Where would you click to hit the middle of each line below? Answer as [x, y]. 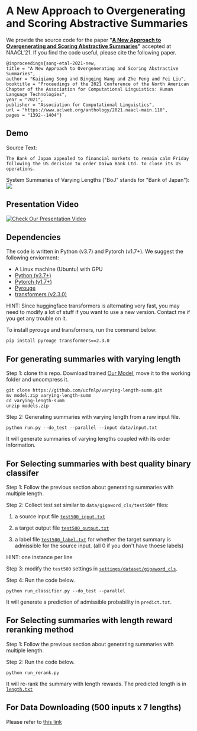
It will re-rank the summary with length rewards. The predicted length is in [96, 684]
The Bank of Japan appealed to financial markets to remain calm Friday [98, 158]
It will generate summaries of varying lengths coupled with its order [88, 439]
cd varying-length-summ [35, 401]
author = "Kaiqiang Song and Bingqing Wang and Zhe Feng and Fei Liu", [96, 79]
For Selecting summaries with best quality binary [98, 464]
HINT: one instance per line [39, 557]
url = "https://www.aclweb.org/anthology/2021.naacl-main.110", [87, 110]
